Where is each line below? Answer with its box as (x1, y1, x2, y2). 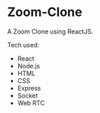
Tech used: (7, 40, 40, 49)
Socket (17, 91, 38, 100)
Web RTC (17, 98, 45, 107)
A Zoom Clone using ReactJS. (7, 27, 94, 36)
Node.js (17, 61, 41, 70)
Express (17, 84, 41, 92)
